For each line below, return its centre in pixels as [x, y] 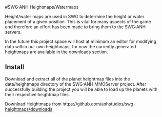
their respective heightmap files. [38, 94]
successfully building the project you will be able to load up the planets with [81, 89]
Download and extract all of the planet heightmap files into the [68, 79]
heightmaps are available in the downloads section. [57, 52]
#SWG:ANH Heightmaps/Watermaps [42, 7]
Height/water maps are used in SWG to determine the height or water [75, 16]
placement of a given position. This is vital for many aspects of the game [78, 22]
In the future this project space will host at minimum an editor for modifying [81, 41]
